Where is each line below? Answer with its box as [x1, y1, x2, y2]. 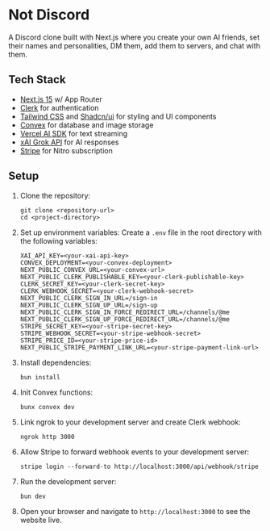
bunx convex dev [19, 403, 75, 411]
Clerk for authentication [19, 102, 99, 112]
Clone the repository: [19, 190, 91, 200]
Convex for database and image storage [19, 119, 154, 130]
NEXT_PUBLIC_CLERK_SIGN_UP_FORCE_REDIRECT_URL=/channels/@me [19, 315, 231, 324]
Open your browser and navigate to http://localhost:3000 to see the [19, 506, 251, 516]
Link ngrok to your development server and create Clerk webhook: [19, 417, 241, 427]
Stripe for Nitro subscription [19, 145, 113, 155]
